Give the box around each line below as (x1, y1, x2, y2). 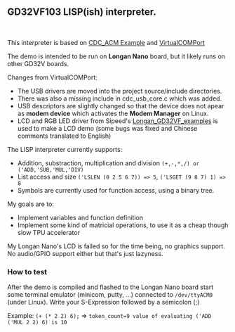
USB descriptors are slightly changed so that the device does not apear (17, 101, 224, 110)
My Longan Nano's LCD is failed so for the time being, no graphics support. (7, 242, 226, 250)
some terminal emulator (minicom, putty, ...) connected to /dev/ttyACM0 (7, 290, 213, 299)
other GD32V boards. (7, 59, 69, 68)
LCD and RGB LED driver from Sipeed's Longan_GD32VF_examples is (17, 116, 219, 125)
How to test (7, 267, 48, 276)
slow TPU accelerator (17, 228, 81, 236)
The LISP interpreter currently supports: (7, 145, 123, 153)
